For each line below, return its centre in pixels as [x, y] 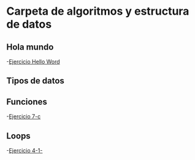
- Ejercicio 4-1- [25, 151]
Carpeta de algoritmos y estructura [98, 11]
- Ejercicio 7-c [24, 116]
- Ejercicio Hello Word [33, 62]
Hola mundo [30, 47]
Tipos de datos [35, 81]
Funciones [27, 101]
